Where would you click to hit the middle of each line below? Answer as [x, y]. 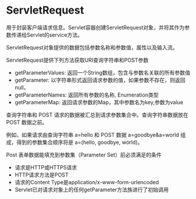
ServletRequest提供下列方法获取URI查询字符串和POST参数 [77, 60]
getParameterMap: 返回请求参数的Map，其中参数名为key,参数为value [99, 102]
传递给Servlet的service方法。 [47, 35]
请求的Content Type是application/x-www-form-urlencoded [87, 182]
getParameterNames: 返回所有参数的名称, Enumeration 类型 [86, 95]
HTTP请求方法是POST [42, 175]
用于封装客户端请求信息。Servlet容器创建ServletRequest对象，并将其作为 [95, 27]
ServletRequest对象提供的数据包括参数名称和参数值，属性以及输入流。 [92, 47]
